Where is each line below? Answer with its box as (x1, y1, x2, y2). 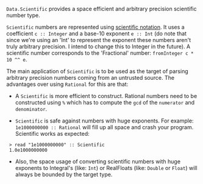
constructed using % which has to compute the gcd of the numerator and (15, 99, 195, 106)
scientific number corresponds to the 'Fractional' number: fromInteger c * (6, 49, 194, 57)
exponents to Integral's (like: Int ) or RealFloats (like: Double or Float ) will (15, 165, 198, 171)
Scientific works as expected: (15, 130, 90, 137)
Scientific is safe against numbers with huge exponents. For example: (15, 117, 194, 124)
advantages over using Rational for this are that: (6, 80, 129, 88)
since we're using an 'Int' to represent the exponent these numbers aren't (6, 37, 191, 43)
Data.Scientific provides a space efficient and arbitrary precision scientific (6, 5, 197, 12)
